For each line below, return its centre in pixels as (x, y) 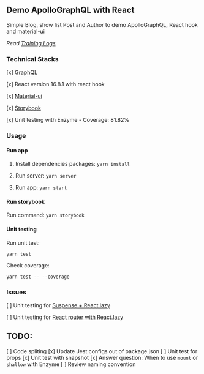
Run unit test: (23, 243)
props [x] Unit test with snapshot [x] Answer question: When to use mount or (102, 357)
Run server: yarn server (46, 176)
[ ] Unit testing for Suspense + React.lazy (58, 305)
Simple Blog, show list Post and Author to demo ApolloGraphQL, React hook (102, 24)
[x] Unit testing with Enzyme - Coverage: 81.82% (68, 120)
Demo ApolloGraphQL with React (70, 10)
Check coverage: (28, 265)
